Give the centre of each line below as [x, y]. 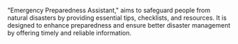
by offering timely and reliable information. [69, 33]
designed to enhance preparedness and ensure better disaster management [119, 25]
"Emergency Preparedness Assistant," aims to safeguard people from [109, 10]
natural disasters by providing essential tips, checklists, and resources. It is [117, 18]
